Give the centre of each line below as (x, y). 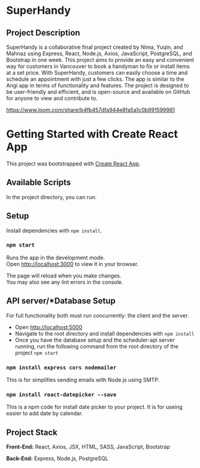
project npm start (37, 353)
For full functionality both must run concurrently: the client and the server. (98, 315)
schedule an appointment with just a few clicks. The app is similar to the (95, 79)
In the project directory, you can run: (51, 197)
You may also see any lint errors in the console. (65, 282)
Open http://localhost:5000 (49, 327)
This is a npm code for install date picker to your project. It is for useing (94, 407)
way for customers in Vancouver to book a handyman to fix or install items (98, 66)
